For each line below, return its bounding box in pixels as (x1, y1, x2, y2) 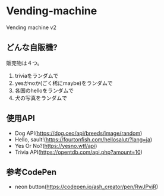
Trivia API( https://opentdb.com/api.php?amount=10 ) (14, 148, 143, 156)
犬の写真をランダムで (14, 94, 67, 102)
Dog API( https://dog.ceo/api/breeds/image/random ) (14, 129, 143, 137)
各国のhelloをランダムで (14, 87, 74, 94)
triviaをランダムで (14, 72, 59, 79)
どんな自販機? (6, 43, 58, 53)
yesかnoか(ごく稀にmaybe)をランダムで (14, 79, 113, 87)
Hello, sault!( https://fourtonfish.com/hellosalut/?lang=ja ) (14, 135, 153, 143)
